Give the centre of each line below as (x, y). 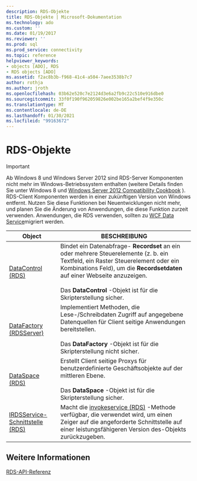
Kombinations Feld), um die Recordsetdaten (122, 268)
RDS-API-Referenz (28, 472)
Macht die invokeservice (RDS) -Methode (118, 407)
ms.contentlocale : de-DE (36, 110)
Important (18, 167)
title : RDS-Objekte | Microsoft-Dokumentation (64, 17)
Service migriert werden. (35, 222)
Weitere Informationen (48, 458)
